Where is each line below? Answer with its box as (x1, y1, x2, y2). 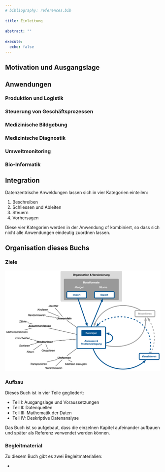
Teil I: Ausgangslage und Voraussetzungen (12, 399, 99, 405)
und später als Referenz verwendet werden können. (5, 430, 110, 436)
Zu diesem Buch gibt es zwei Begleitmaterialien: (5, 453, 102, 459)
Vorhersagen (12, 215, 39, 221)
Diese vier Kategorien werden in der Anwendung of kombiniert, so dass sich (5, 224, 160, 230)
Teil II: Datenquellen (12, 405, 53, 411)
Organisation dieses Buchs (5, 244, 90, 252)
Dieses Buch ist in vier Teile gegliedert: (5, 390, 84, 396)
